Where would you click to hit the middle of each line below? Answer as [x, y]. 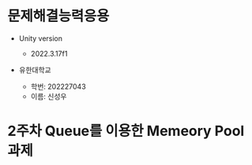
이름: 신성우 [49, 96]
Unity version [41, 38]
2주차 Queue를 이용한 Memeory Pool [126, 131]
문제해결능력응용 [58, 16]
